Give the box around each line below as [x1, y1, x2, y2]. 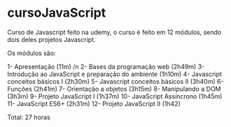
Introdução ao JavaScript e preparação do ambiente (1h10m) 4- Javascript [7, 70, 222, 78]
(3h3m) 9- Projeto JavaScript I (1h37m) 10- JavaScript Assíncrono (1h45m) [7, 92, 223, 100]
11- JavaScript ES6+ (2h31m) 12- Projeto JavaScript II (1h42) [7, 99, 181, 107]
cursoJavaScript [7, 5, 106, 21]
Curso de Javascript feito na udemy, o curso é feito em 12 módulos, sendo [7, 28, 222, 36]
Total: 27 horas [7, 113, 50, 121]
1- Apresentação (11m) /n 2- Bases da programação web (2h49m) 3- [7, 62, 205, 70]
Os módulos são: [7, 49, 56, 57]
